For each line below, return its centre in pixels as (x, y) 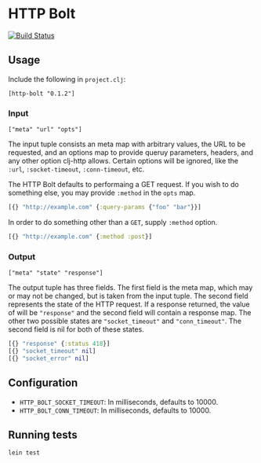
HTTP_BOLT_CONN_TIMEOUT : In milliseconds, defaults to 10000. (115, 410)
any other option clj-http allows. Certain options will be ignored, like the (123, 161)
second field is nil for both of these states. (76, 329)
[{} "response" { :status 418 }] (59, 344)
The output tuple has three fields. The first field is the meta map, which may (130, 288)
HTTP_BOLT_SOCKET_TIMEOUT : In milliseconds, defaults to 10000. (119, 402)
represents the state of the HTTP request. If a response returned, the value (129, 304)
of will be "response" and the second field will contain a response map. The (130, 313)
